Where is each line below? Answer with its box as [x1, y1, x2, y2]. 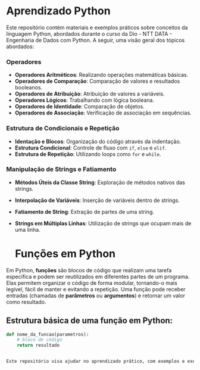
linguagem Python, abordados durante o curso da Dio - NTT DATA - [6, 30, 173, 37]
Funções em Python [14, 247, 116, 260]
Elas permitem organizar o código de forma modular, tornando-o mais [6, 279, 177, 287]
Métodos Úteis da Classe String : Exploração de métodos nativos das [14, 179, 186, 186]
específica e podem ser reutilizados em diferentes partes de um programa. [6, 273, 190, 280]
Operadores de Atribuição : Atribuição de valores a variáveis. [14, 91, 165, 98]
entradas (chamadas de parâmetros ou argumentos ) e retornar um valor [6, 292, 186, 299]
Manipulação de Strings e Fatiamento [6, 165, 117, 173]
